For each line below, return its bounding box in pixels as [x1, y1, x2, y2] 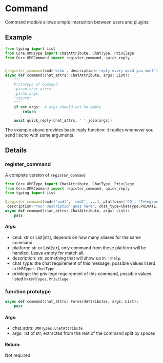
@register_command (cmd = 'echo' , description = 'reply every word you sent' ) [5, 68, 159, 73]
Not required [5, 352, 31, 358]
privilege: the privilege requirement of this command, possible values [12, 271, 152, 277]
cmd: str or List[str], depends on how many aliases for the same [12, 235, 141, 240]
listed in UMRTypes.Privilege [12, 276, 69, 282]
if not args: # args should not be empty [14, 105, 102, 110]
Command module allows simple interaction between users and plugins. [5, 19, 150, 25]
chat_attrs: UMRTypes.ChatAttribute [12, 325, 83, 331]
